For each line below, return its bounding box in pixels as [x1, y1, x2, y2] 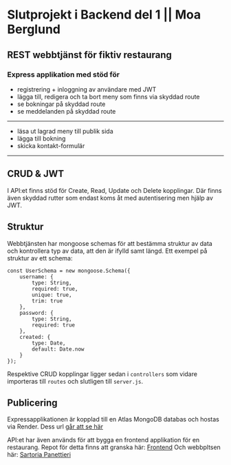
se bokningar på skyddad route [16, 100, 106, 108]
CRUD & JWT [7, 168, 64, 180]
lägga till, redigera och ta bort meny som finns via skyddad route [16, 92, 201, 101]
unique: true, [32, 291, 72, 298]
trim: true [32, 297, 63, 304]
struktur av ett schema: [7, 254, 73, 262]
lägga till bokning [16, 134, 66, 143]
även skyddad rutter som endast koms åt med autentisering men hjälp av [7, 194, 213, 202]
